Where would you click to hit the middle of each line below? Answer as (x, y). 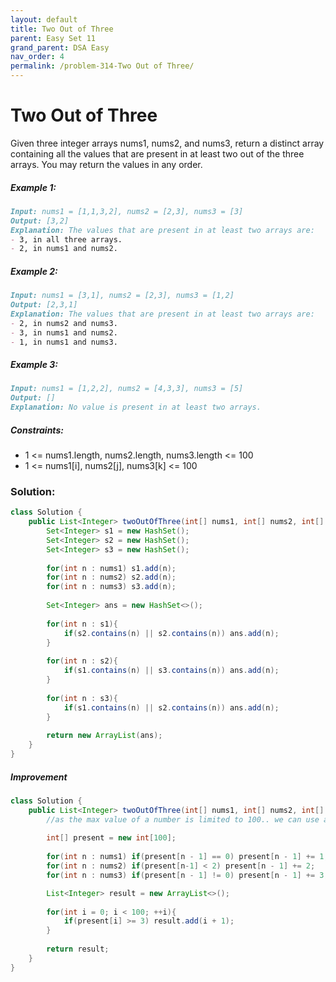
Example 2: (34, 271)
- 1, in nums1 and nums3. (64, 342)
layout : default (44, 19)
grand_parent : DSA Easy (60, 47)
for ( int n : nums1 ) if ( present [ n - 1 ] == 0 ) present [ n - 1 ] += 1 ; (187, 857)
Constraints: (37, 430)
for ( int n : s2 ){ (82, 661)
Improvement (39, 777)
